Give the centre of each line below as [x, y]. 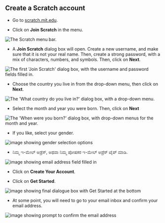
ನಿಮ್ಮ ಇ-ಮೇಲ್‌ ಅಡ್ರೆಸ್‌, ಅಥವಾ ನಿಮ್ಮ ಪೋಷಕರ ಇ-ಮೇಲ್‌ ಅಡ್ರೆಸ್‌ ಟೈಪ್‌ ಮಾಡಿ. [70, 152]
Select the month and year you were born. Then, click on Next [76, 108]
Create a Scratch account [45, 8]
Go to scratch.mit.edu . [35, 20]
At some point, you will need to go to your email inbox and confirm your [85, 200]
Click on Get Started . [34, 181]
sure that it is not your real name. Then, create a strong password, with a [86, 54]
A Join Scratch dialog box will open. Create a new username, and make [85, 49]
